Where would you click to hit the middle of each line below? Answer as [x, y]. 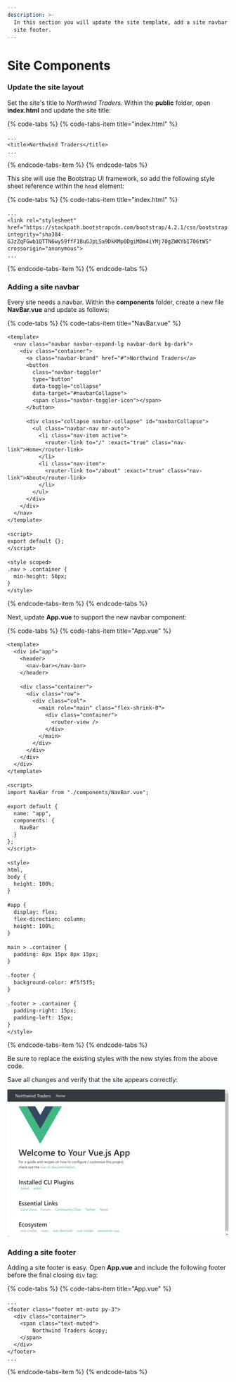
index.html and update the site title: [59, 110]
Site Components [59, 65]
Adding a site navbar [43, 287]
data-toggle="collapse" [67, 387]
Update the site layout [46, 87]
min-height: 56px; [41, 577]
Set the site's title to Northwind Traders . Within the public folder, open [109, 103]
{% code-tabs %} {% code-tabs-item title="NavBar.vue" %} [94, 323]
